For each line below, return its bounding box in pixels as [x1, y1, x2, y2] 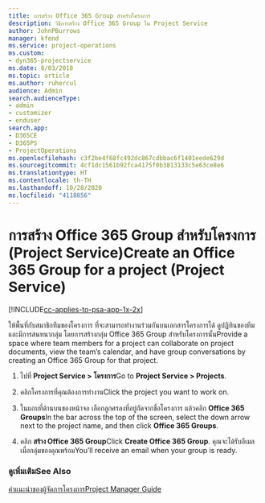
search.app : [8, 124, 48, 132]
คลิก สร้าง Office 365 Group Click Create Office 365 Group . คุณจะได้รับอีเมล [19, 436, 255, 446]
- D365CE [8, 131, 38, 139]
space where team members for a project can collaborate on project [8, 338, 234, 348]
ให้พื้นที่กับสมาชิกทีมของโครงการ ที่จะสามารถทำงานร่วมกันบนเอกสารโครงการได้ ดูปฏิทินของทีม [8, 320, 255, 330]
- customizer [8, 109, 52, 118]
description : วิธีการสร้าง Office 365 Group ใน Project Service [8, 19, 208, 27]
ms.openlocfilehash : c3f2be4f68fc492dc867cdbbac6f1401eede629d [8, 154, 225, 162]
